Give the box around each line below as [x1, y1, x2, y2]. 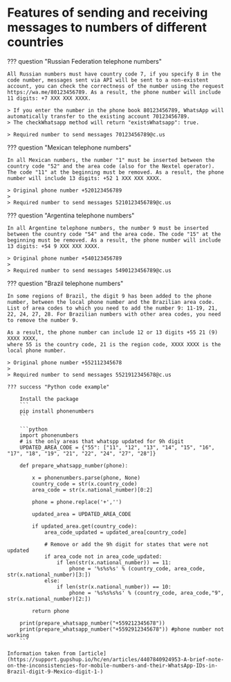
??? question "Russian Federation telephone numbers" [7, 57, 163, 65]
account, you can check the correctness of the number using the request [7, 82, 225, 89]
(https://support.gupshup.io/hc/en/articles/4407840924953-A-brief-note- [7, 656, 225, 663]
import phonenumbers [19, 431, 79, 439]
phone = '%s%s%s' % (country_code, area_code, [68, 565, 206, 572]
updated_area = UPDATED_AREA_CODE [32, 510, 131, 517]
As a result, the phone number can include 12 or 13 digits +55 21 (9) [7, 329, 218, 336]
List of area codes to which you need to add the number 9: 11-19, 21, [7, 305, 218, 312]
